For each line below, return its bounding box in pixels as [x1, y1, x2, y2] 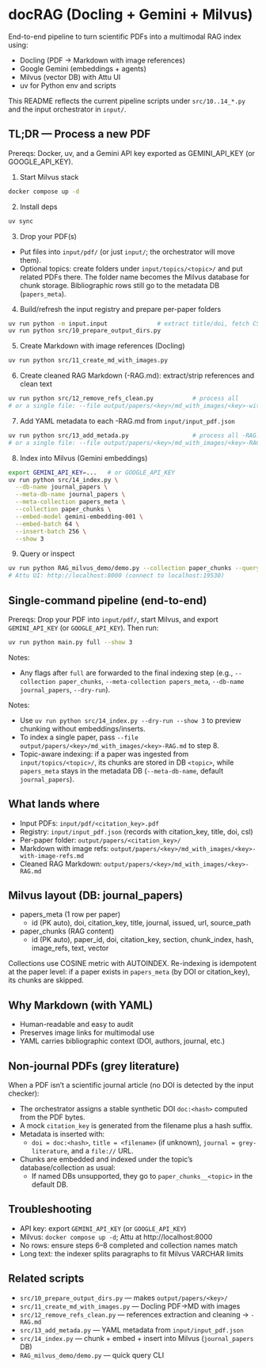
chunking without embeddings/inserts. [19, 724, 146, 733]
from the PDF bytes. [19, 1112, 85, 1122]
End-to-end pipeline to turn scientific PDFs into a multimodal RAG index [8, 32, 241, 41]
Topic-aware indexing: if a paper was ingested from [19, 749, 189, 758]
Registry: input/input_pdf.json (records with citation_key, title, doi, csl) [19, 826, 253, 836]
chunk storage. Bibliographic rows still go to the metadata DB [19, 280, 220, 290]
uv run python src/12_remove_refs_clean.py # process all [8, 394, 239, 403]
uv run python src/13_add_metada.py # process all [8, 431, 239, 439]
